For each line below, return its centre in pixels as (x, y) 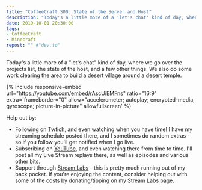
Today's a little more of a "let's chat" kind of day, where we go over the (94, 62)
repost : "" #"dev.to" (33, 46)
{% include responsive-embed (44, 87)
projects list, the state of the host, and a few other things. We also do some (99, 69)
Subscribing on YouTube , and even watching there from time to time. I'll (103, 149)
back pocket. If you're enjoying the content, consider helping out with (101, 174)
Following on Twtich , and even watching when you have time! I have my (104, 129)
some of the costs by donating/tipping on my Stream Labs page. (94, 180)
